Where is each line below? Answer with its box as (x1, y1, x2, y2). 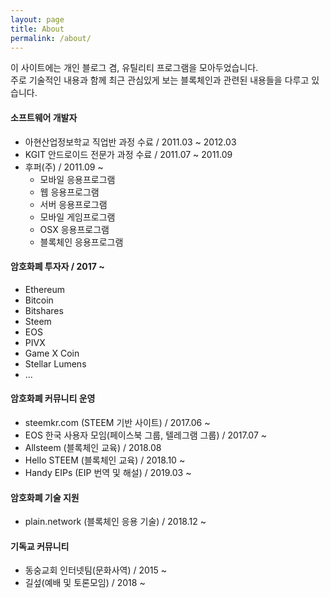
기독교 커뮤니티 (10, 540, 70, 552)
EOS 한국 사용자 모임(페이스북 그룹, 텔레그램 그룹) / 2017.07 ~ (24, 429, 268, 441)
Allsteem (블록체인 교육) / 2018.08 (24, 441, 162, 453)
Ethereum (24, 283, 65, 295)
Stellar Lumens (24, 357, 87, 370)
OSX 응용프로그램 (39, 223, 110, 235)
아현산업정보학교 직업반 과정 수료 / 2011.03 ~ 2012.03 (24, 136, 237, 148)
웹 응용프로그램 (39, 186, 100, 198)
